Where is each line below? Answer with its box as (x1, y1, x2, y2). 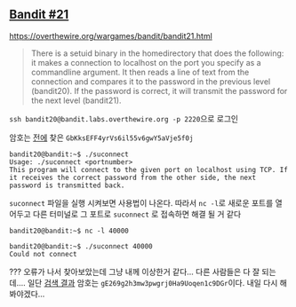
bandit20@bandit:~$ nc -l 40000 (9, 226, 129, 235)
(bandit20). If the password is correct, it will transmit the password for (30, 85, 288, 96)
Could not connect (9, 249, 77, 258)
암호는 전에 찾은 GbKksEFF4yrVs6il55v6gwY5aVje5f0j (9, 132, 194, 143)
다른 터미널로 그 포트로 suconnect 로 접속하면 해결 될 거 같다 (32, 209, 242, 219)
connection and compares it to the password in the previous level (30, 75, 271, 87)
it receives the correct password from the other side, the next (9, 173, 256, 182)
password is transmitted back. (9, 181, 125, 190)
